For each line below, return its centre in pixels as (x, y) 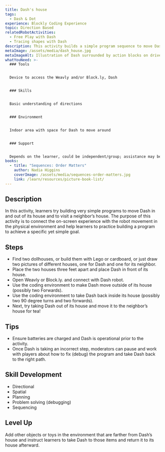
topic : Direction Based (29, 28)
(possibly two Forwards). (37, 291)
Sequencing (24, 407)
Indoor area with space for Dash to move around (60, 130)
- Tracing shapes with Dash (38, 42)
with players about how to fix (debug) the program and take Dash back (84, 354)
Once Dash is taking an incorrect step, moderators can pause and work (84, 349)
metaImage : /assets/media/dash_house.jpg (48, 51)
